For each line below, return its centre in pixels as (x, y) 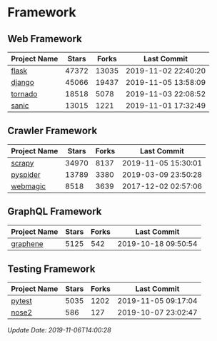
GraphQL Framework (55, 212)
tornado (24, 94)
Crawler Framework (52, 131)
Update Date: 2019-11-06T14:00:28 (60, 330)
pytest (21, 301)
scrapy (22, 163)
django (22, 82)
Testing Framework (51, 269)
